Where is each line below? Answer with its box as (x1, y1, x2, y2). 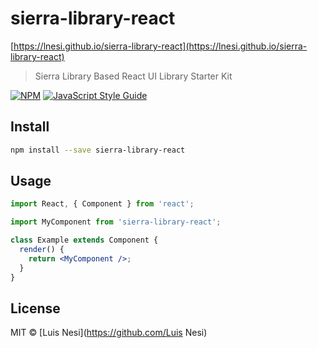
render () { (19, 245, 65, 255)
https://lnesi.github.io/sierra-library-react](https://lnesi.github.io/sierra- (13, 40, 308, 52)
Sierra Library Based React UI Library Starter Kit (34, 70, 233, 82)
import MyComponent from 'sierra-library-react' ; (10, 217, 222, 227)
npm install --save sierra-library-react (10, 145, 186, 155)
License (10, 300, 61, 317)
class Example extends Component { (10, 235, 159, 246)
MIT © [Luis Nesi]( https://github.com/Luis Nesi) (10, 327, 208, 339)
